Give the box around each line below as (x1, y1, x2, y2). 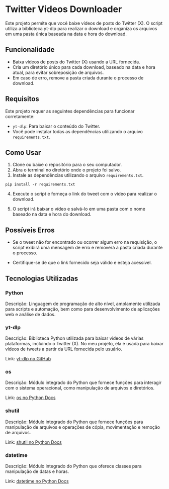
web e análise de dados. (5, 311, 56, 317)
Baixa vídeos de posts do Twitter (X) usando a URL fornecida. (12, 59, 140, 65)
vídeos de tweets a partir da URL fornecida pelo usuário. (5, 346, 122, 352)
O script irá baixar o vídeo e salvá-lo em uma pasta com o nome (12, 206, 146, 212)
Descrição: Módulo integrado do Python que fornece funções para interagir (5, 379, 162, 385)
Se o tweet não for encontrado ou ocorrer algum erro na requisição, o (12, 239, 157, 245)
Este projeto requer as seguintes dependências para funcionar (5, 108, 135, 114)
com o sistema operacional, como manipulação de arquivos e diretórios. (5, 385, 155, 391)
